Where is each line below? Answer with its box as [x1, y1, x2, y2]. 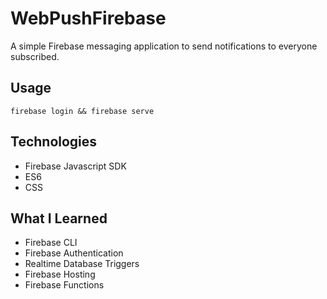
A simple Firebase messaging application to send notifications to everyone [10, 40, 318, 52]
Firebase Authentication [24, 247, 124, 259]
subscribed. [10, 50, 60, 62]
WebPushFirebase [10, 7, 167, 30]
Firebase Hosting [24, 268, 96, 281]
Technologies [10, 133, 98, 151]
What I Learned [10, 210, 108, 227]
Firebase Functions [24, 279, 105, 291]
